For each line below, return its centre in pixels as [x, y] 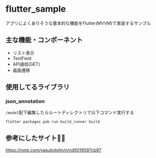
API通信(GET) [26, 64]
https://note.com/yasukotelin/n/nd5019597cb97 [54, 150]
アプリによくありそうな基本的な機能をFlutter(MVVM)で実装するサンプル [78, 23]
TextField [22, 58]
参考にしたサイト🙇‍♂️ [35, 138]
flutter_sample [36, 9]
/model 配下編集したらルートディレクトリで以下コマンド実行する [70, 113]
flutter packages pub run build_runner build [53, 122]
